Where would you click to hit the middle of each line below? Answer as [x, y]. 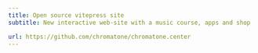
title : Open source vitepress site [66, 15]
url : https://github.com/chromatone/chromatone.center [100, 37]
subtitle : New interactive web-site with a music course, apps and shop [129, 23]
